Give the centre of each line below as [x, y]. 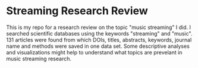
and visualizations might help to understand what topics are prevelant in [94, 52]
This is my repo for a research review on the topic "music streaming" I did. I [99, 27]
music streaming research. [39, 59]
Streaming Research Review [77, 11]
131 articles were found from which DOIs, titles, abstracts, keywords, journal [99, 40]
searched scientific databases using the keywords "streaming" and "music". [99, 33]
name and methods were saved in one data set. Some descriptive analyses [98, 46]
